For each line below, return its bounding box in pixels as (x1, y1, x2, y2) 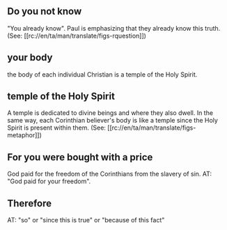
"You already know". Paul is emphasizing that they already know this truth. (7, 24, 221, 32)
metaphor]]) (7, 131, 42, 139)
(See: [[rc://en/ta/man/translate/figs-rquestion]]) (7, 31, 146, 40)
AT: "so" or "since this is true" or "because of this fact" (7, 216, 165, 224)
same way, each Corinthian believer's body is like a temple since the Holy (7, 116, 218, 125)
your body (7, 52, 53, 63)
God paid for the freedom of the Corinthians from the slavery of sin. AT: (7, 170, 212, 178)
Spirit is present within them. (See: (7, 123, 107, 132)
